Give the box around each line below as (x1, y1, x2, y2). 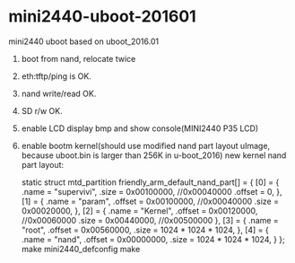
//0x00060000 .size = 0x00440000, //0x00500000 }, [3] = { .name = (21, 215, 279, 225)
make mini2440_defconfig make (21, 243, 141, 254)
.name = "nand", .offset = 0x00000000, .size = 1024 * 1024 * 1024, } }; (21, 233, 286, 244)
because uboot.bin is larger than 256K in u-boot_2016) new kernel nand (21, 150, 287, 161)
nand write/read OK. (21, 88, 97, 99)
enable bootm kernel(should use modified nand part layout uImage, (21, 140, 271, 151)
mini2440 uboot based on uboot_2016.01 (8, 36, 159, 47)
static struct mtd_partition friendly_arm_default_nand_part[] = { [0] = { (21, 177, 280, 188)
